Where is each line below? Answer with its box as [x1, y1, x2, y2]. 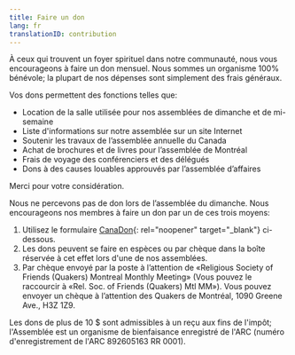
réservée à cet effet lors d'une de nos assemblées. [21, 253, 208, 264]
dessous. [21, 234, 56, 245]
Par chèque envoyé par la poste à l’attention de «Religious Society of [21, 263, 274, 273]
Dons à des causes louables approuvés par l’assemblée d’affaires [21, 163, 261, 174]
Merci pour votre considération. [9, 181, 125, 192]
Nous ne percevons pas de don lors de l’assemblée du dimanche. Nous [9, 198, 269, 209]
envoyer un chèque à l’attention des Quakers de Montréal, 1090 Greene [21, 290, 283, 302]
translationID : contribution [9, 29, 117, 38]
